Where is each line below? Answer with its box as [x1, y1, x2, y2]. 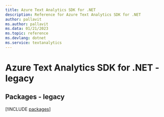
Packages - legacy [5, 93, 65, 101]
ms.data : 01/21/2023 [5, 26, 49, 31]
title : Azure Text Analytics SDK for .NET [5, 7, 96, 13]
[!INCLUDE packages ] [5, 106, 51, 112]
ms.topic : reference [5, 31, 49, 36]
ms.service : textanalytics [5, 40, 62, 45]
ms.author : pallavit [5, 21, 49, 27]
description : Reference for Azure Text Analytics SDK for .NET [5, 12, 141, 17]
